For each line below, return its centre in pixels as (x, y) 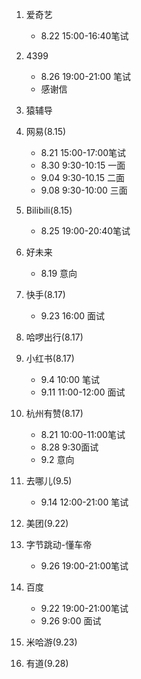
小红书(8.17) (50, 358)
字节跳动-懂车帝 (59, 544)
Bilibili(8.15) (49, 210)
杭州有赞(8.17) (54, 413)
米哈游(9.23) (51, 642)
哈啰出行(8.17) (54, 337)
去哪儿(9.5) (49, 481)
